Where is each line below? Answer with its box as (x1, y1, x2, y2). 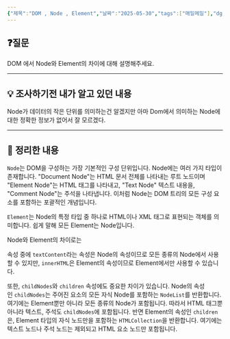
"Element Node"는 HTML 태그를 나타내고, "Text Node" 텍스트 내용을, (7, 181, 195, 189)
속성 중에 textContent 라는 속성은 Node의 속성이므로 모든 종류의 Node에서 (7, 251, 207, 259)
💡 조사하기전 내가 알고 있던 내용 (7, 88, 132, 99)
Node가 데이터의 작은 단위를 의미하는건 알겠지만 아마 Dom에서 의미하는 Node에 (7, 108, 221, 116)
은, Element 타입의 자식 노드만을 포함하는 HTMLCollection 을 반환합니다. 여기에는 (7, 316, 222, 325)
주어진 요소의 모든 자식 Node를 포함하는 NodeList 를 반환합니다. (52, 290, 222, 299)
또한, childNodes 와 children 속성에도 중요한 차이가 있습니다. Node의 (7, 282, 193, 290)
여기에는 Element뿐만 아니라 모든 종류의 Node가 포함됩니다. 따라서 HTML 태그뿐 (7, 299, 223, 307)
